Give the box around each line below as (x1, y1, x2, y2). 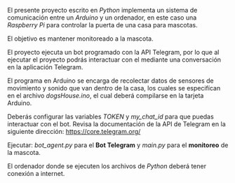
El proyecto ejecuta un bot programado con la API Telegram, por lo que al (7, 48, 220, 56)
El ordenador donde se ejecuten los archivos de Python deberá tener (7, 162, 207, 170)
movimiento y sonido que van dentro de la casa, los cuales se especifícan (7, 84, 221, 92)
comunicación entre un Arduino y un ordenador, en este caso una (7, 13, 197, 22)
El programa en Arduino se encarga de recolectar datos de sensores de (7, 76, 214, 85)
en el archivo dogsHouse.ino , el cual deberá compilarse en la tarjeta (7, 91, 204, 100)
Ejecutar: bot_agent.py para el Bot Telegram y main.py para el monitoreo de (7, 141, 229, 149)
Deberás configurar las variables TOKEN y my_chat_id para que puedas (7, 112, 214, 121)
